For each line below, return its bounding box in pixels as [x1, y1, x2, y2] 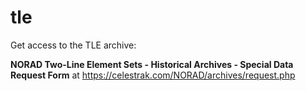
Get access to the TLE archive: [10, 39, 137, 51]
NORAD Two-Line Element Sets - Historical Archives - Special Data [10, 58, 294, 70]
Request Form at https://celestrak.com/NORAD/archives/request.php [10, 69, 296, 81]
